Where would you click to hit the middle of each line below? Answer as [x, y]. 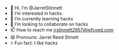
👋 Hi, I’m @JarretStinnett [36, 8]
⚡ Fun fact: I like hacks [34, 43]
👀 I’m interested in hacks [36, 13]
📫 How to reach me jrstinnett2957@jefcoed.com [62, 30]
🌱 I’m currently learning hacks [42, 19]
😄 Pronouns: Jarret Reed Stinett [44, 37]
